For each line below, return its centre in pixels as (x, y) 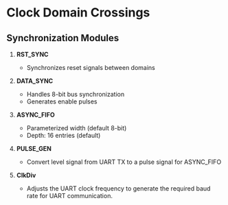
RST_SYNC (32, 54)
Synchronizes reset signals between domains (91, 68)
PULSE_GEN (34, 148)
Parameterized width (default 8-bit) (77, 128)
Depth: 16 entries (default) (64, 135)
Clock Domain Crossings (78, 13)
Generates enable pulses (62, 101)
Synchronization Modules (63, 38)
